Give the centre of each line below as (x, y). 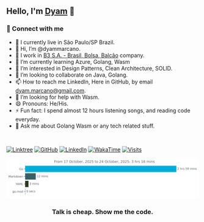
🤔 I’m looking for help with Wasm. (57, 97)
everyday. (28, 119)
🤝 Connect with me (35, 29)
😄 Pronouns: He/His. (42, 103)
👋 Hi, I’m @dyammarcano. (48, 48)
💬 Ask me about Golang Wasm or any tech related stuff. (85, 126)
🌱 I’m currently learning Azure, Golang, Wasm (72, 61)
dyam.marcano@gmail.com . (50, 90)
